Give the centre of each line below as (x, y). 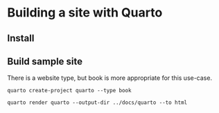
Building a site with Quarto (85, 13)
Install (21, 38)
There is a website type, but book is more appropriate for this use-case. (110, 78)
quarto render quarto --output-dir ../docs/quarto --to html (97, 103)
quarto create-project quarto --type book (69, 91)
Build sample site (45, 61)
